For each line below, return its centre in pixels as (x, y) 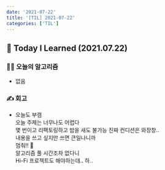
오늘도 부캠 (29, 115)
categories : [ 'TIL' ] (33, 23)
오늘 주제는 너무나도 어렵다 (47, 122)
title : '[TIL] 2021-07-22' (41, 18)
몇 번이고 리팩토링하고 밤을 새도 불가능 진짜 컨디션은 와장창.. (87, 130)
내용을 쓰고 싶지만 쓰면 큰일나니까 (56, 138)
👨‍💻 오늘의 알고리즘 (32, 67)
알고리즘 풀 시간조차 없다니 (47, 153)
